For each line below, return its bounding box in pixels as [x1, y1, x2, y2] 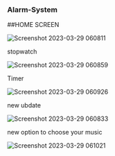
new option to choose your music [7, 128, 103, 137]
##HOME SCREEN [7, 21, 60, 29]
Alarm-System [7, 5, 57, 15]
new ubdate [7, 101, 42, 110]
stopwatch [7, 47, 37, 56]
